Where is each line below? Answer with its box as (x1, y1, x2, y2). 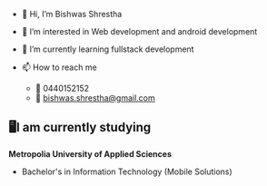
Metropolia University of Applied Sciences (8, 148, 172, 159)
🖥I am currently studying (8, 120, 152, 135)
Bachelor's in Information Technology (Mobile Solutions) (21, 166, 232, 177)
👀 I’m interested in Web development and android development (21, 26, 258, 36)
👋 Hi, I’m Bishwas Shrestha (21, 9, 123, 19)
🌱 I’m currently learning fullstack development (21, 44, 194, 54)
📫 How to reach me (21, 62, 97, 73)
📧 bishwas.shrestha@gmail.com (35, 93, 155, 103)
